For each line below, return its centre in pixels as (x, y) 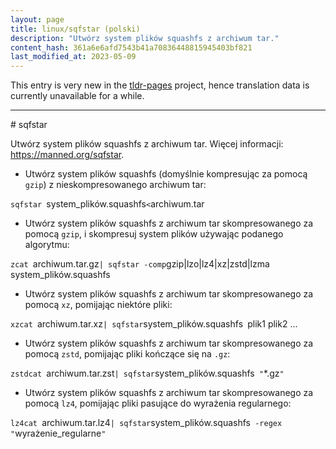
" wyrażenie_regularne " (58, 433)
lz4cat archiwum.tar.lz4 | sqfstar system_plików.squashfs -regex (146, 423)
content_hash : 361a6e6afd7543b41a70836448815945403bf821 (131, 47)
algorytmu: (47, 245)
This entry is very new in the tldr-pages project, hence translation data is (160, 85)
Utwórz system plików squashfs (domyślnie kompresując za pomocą (166, 174)
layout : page (37, 19)
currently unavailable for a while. (77, 96)
